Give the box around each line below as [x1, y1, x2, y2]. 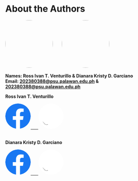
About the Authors [5, 3, 85, 15]
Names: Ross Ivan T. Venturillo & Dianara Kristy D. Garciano [5, 73, 133, 79]
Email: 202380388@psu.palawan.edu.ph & [5, 78, 99, 84]
